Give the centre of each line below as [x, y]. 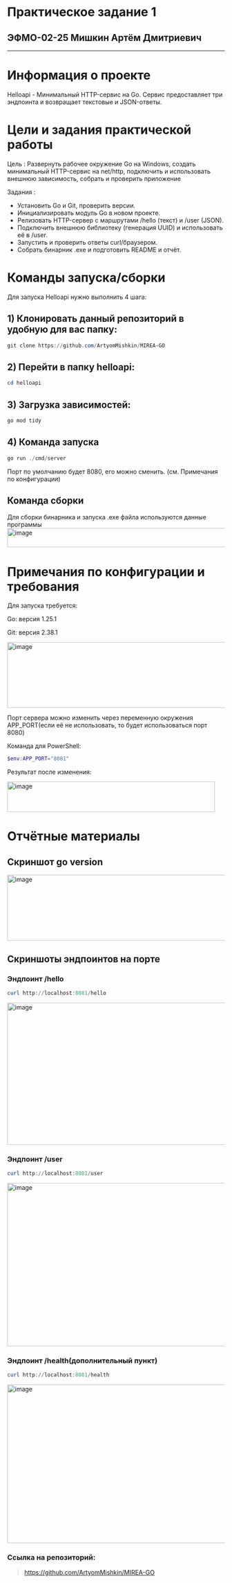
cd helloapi [24, 383]
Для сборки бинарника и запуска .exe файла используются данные [107, 517]
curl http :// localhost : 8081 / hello [57, 993]
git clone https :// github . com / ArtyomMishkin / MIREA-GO [86, 345]
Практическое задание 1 [82, 12]
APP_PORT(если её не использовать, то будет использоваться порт [107, 725]
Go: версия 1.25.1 [32, 619]
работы [30, 145]
